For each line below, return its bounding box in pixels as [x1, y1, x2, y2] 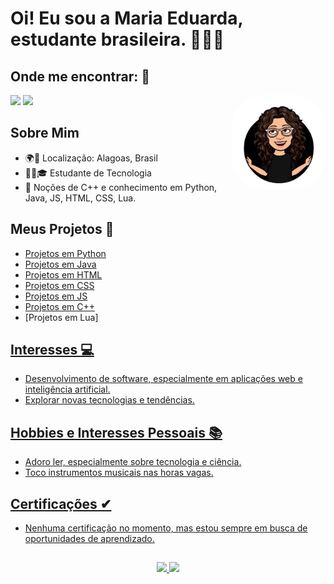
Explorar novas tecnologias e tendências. [24, 394, 195, 406]
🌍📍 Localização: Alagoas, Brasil [24, 152, 158, 164]
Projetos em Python [24, 247, 107, 259]
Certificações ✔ [10, 495, 112, 512]
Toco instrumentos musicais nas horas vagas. [24, 467, 214, 479]
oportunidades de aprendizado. [24, 533, 155, 545]
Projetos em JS [24, 290, 88, 302]
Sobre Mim [10, 125, 80, 142]
